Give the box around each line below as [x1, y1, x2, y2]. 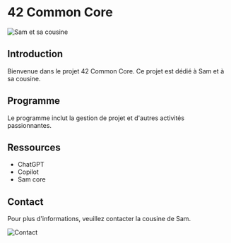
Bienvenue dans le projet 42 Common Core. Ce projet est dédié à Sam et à [7, 66, 225, 75]
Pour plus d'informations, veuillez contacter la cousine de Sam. [7, 215, 191, 223]
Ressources [7, 141, 61, 153]
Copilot [17, 167, 39, 177]
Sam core [17, 175, 46, 184]
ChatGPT [17, 160, 45, 169]
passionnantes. [7, 121, 52, 129]
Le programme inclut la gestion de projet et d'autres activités [7, 114, 185, 122]
